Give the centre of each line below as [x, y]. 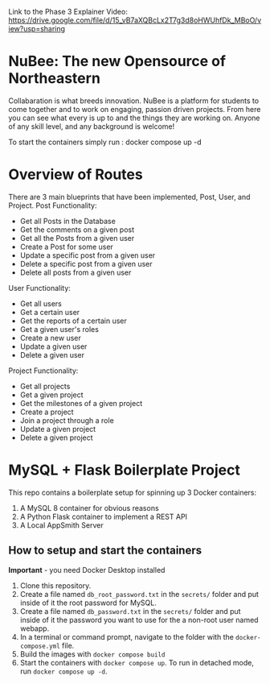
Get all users [41, 303]
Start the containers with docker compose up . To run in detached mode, [137, 662]
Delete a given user [52, 354]
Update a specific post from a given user [88, 255]
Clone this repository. [55, 585]
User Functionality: [39, 288]
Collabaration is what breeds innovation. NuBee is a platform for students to [134, 101]
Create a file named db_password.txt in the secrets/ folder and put [130, 611]
